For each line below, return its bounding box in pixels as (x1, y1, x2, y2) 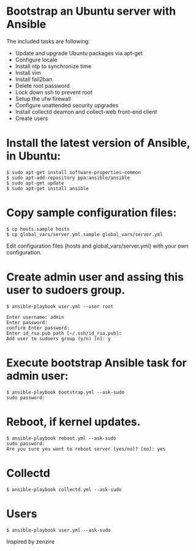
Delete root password (15, 82, 70, 89)
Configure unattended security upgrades (15, 101, 119, 108)
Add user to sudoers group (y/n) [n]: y (6, 335, 111, 341)
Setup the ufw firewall (15, 95, 71, 102)
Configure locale (15, 56, 58, 63)
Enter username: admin (6, 314, 64, 320)
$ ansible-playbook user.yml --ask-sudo (6, 527, 111, 533)
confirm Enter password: (6, 325, 70, 331)
